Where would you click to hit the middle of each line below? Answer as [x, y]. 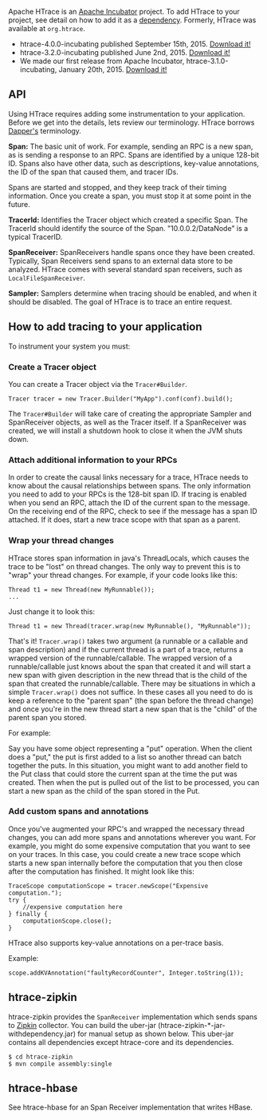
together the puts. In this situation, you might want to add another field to [128, 765]
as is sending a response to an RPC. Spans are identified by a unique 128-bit [134, 154]
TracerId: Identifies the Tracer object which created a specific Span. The [128, 220]
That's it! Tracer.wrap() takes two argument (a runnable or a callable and [128, 641]
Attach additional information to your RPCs [93, 460]
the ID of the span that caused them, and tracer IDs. [94, 172]
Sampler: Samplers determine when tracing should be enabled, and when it [133, 293]
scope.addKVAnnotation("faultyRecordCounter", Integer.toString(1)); [126, 973]
